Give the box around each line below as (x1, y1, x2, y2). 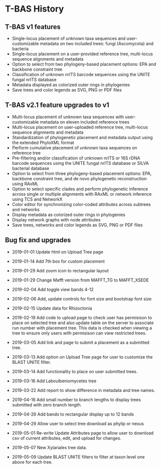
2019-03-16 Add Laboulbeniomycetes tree (12, 378, 97, 384)
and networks (12, 206, 40, 212)
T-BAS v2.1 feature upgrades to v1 (5, 101, 110, 109)
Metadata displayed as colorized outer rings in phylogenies (12, 82, 130, 88)
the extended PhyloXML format (12, 140, 74, 145)
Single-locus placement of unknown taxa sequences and (12, 35, 126, 41)
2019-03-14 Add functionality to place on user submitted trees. (12, 368, 138, 374)
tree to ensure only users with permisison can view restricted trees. (12, 330, 146, 336)
